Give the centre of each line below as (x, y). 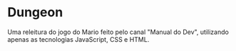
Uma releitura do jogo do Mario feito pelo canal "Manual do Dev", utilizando (118, 32)
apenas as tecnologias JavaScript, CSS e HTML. (78, 39)
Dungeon (35, 12)
